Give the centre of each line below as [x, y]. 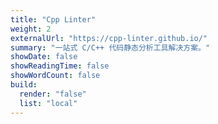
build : [24, 85]
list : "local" [48, 103]
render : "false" [53, 94]
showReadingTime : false [60, 66]
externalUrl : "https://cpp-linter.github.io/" [109, 38]
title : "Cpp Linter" [53, 19]
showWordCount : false [55, 76]
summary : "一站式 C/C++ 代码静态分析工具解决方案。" [110, 47]
